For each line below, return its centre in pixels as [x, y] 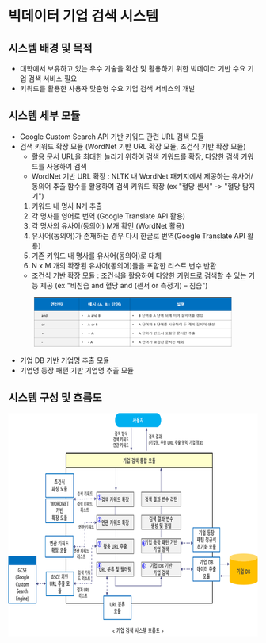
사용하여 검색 [66, 166]
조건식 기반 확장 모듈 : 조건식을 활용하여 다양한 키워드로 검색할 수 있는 [139, 275]
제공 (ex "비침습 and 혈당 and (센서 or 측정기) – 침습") [124, 285]
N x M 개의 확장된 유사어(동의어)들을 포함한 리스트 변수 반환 [124, 265]
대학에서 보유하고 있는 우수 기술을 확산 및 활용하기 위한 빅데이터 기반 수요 [133, 69]
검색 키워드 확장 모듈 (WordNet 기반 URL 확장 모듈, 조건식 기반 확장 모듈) [133, 146]
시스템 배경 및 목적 [50, 48]
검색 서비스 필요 [53, 79]
